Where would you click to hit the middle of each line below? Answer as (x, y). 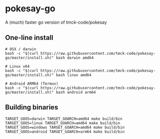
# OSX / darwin (21, 49)
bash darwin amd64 (75, 58)
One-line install (29, 38)
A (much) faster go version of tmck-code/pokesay (56, 22)
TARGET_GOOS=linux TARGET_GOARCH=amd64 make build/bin (63, 123)
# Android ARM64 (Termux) (32, 84)
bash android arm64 (76, 92)
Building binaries (32, 107)
